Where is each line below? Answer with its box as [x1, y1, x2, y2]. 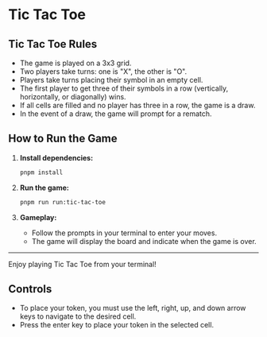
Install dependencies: [19, 153, 94, 162]
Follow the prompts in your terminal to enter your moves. [31, 228, 217, 238]
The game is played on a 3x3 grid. [19, 58, 132, 68]
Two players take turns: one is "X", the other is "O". [19, 67, 188, 76]
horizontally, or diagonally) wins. [19, 92, 126, 101]
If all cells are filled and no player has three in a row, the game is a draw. [19, 101, 256, 110]
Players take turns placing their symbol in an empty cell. [19, 76, 203, 84]
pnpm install [19, 168, 64, 176]
